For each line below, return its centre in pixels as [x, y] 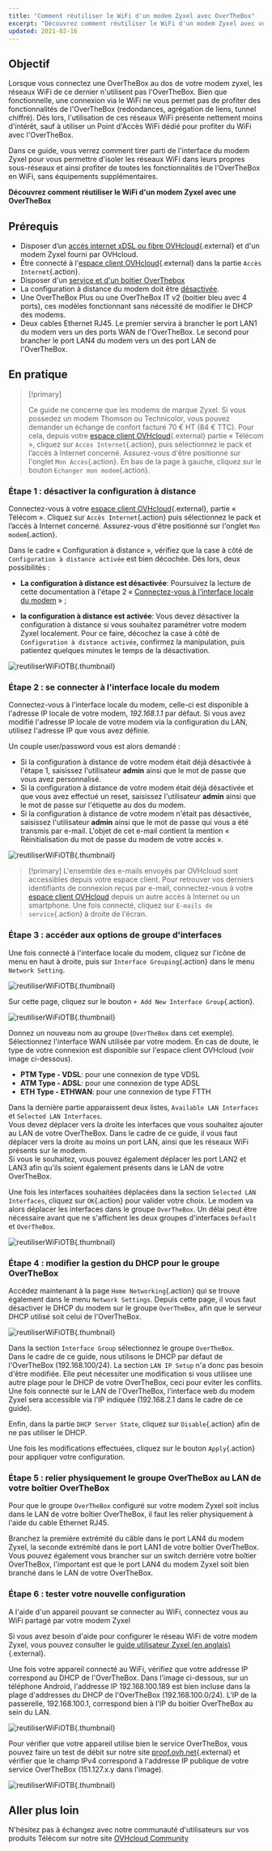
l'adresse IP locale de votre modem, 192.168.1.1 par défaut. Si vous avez [127, 713]
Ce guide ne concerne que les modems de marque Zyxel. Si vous [137, 409]
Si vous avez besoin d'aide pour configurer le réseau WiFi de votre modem [133, 1636]
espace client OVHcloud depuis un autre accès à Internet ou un [134, 897]
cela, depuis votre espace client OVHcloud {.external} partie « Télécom [146, 435]
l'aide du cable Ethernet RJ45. [59, 1523]
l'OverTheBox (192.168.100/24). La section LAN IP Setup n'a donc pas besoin [136, 1365]
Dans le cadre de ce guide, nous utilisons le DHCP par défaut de [116, 1357]
